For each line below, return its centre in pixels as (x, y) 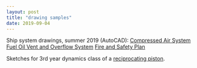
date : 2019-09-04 (28, 23)
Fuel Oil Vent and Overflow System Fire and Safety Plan (76, 47)
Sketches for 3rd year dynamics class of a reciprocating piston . (86, 59)
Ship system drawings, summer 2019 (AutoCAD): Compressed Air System (98, 41)
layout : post (23, 12)
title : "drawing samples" (39, 18)
